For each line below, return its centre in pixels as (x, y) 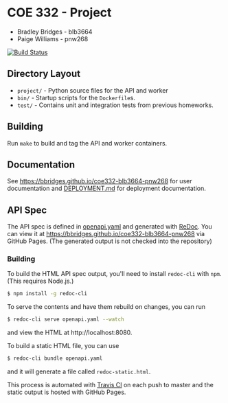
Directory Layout (44, 74)
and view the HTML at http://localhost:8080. (70, 333)
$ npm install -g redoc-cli (47, 294)
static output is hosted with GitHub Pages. (67, 392)
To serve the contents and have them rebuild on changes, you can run (106, 307)
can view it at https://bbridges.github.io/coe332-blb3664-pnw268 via (106, 234)
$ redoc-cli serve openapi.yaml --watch (66, 320)
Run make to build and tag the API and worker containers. (87, 143)
